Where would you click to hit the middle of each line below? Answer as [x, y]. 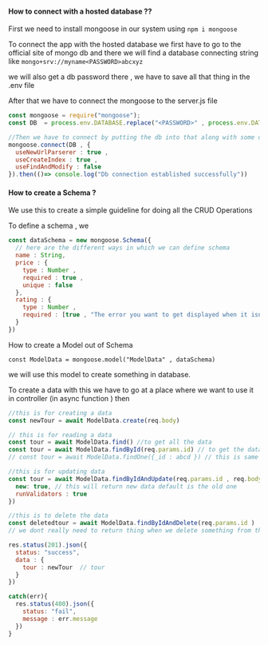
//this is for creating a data [60, 413]
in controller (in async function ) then [69, 398]
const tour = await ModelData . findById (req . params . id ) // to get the [126, 450]
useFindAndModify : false [59, 167]
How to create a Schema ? [52, 193]
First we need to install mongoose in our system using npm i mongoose [123, 29]
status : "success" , [48, 552]
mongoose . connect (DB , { [49, 145]
